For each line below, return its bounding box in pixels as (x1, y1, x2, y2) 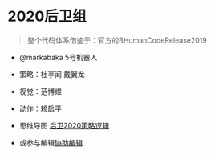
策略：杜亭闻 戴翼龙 (18, 69, 85, 79)
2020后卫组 (7, 7, 87, 26)
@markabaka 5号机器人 (18, 52, 98, 62)
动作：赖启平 (18, 104, 62, 113)
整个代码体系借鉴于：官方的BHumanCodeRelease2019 (26, 35, 208, 45)
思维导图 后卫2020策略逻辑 (18, 120, 110, 130)
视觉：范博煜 (18, 86, 62, 96)
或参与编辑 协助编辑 (18, 137, 83, 147)
